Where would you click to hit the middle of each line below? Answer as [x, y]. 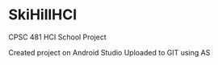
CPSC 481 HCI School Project [57, 37]
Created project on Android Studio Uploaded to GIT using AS [109, 52]
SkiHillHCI [43, 15]
